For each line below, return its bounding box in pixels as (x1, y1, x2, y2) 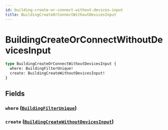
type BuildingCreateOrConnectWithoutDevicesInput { (5, 61, 116, 66)
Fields (5, 90, 25, 98)
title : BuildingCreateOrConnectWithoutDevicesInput (5, 12, 116, 17)
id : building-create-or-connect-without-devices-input (5, 7, 123, 13)
